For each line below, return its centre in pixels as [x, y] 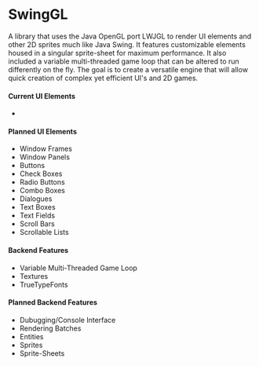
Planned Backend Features [53, 302]
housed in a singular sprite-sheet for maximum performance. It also [117, 53]
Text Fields [37, 216]
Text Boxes [38, 207]
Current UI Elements [42, 96]
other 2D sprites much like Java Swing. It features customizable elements [127, 44]
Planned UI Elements [42, 131]
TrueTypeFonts [44, 284]
